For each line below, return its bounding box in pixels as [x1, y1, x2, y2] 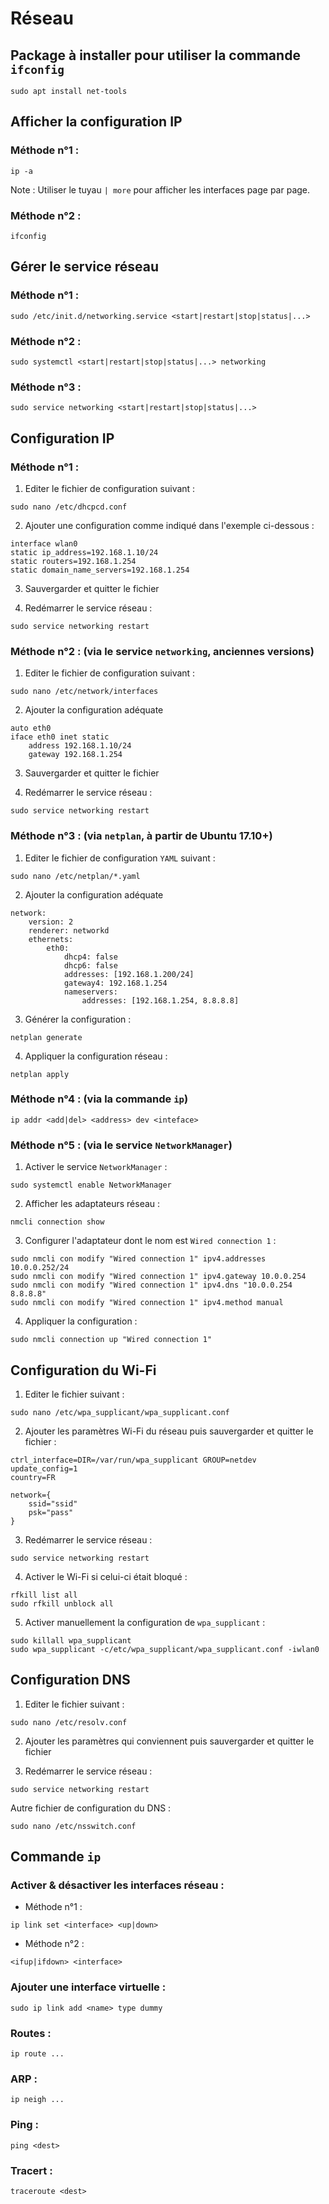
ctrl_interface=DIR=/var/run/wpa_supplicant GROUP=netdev [10, 1455, 257, 1465]
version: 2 [28, 917, 74, 927]
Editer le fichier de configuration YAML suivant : [24, 852, 216, 864]
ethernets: [28, 934, 74, 944]
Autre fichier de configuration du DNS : [10, 1802, 172, 1814]
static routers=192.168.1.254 [10, 556, 137, 566]
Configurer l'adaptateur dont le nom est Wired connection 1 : [24, 1235, 277, 1247]
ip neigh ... [10, 2095, 65, 2105]
